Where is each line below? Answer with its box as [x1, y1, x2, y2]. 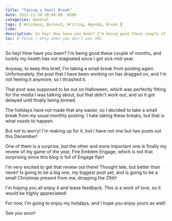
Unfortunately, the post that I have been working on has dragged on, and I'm [5, 71, 167, 77]
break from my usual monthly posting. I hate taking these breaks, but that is [5, 112, 165, 118]
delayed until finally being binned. [5, 97, 77, 103]
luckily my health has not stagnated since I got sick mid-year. [5, 55, 135, 61]
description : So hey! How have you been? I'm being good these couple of [5, 31, 166, 36]
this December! [5, 133, 38, 139]
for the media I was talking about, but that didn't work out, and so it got [5, 92, 155, 98]
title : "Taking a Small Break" [5, 7, 72, 13]
